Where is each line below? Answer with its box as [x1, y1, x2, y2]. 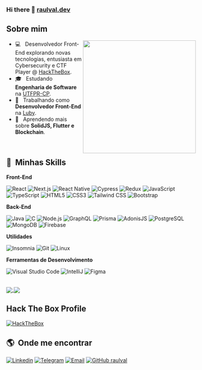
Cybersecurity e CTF [14, 61, 67, 69]
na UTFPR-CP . [14, 90, 51, 97]
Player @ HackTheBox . [14, 68, 72, 75]
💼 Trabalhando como [14, 96, 70, 103]
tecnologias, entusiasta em [14, 55, 82, 63]
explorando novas [26, 49, 71, 56]
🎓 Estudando [14, 75, 53, 82]
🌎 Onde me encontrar [6, 338, 93, 348]
